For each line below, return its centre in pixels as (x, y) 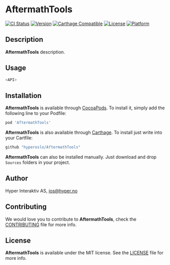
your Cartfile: (19, 138)
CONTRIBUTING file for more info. (41, 224)
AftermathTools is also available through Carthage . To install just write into (84, 132)
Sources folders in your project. (38, 162)
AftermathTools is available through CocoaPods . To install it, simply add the (85, 108)
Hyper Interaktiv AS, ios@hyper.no (41, 190)
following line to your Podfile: (36, 113)
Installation (23, 95)
